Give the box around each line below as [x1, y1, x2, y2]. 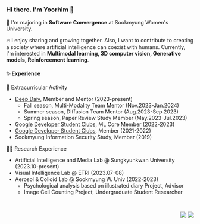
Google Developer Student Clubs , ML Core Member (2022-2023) [14, 121, 175, 128]
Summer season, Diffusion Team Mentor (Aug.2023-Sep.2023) [23, 108, 179, 115]
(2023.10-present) [14, 162, 60, 170]
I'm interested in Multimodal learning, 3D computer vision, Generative [6, 50, 182, 57]
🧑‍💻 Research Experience [6, 145, 67, 152]
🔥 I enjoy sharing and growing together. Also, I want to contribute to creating [6, 37, 194, 44]
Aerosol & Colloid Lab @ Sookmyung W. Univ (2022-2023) [14, 176, 159, 183]
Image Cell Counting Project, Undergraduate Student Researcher [23, 188, 183, 195]
